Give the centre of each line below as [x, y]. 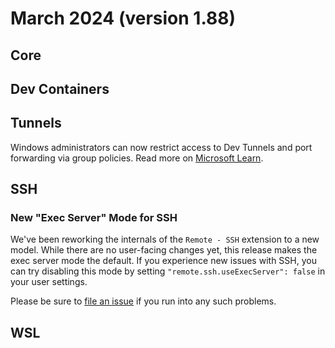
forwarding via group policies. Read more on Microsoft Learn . [137, 158]
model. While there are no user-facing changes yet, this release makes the [164, 250]
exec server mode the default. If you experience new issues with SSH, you [163, 261]
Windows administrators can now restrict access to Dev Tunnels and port [161, 147]
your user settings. [49, 282]
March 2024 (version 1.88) [123, 18]
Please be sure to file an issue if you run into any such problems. [143, 301]
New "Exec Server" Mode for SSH [94, 218]
